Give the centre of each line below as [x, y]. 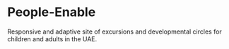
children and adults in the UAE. [52, 38]
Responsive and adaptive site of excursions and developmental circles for [115, 31]
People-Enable [52, 12]
